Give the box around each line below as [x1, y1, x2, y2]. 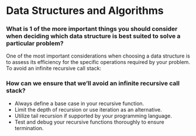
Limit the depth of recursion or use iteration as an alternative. [14, 106, 162, 113]
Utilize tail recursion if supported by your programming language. [14, 112, 173, 119]
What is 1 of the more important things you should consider [6, 25, 178, 33]
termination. [14, 124, 44, 131]
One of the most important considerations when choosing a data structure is [6, 52, 190, 59]
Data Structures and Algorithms [6, 4, 164, 17]
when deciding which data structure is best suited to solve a [6, 32, 181, 40]
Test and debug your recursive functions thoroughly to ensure [14, 118, 165, 126]
